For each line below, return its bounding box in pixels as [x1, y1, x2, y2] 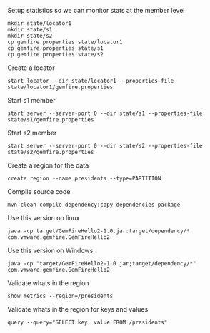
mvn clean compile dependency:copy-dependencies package [7, 201, 181, 208]
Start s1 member [7, 96, 56, 104]
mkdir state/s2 [7, 32, 53, 39]
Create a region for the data [7, 161, 89, 170]
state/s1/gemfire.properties [7, 116, 94, 123]
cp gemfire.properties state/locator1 [7, 39, 123, 46]
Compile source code [7, 188, 71, 195]
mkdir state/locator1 [7, 20, 72, 27]
